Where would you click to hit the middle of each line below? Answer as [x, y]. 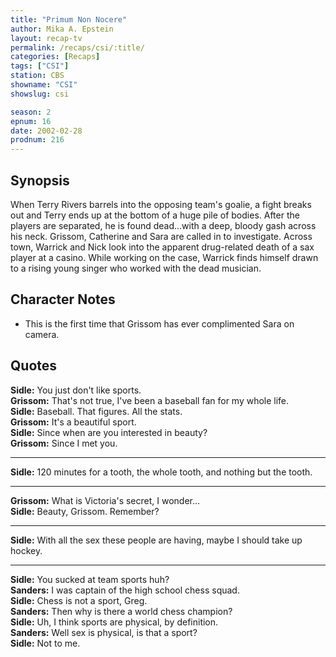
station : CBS [37, 76]
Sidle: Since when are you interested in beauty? [109, 432]
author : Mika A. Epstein [62, 29]
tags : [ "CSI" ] [40, 66]
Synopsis [40, 180]
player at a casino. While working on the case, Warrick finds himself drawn [164, 257]
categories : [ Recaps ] [55, 57]
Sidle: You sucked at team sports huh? [90, 579]
